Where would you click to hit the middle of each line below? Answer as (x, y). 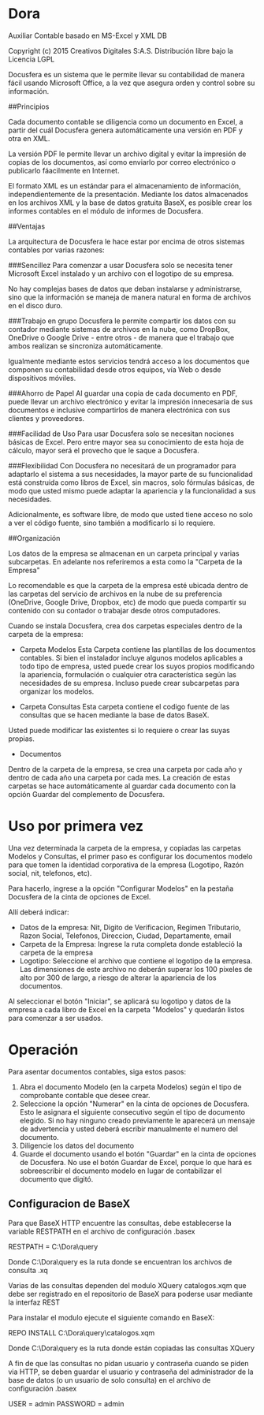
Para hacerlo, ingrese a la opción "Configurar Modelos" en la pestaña (121, 888)
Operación (43, 1050)
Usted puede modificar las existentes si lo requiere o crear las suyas (119, 730)
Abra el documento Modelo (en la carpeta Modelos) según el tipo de (130, 1087)
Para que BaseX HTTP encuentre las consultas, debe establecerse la (120, 1223)
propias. (22, 739)
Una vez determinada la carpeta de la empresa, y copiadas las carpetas (125, 847)
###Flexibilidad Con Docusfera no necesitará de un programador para (122, 465)
